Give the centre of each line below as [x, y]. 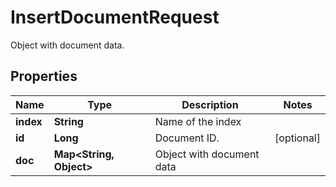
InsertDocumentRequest [115, 17]
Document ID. [187, 138]
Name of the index [198, 121]
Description [210, 104]
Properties [44, 76]
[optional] [297, 138]
